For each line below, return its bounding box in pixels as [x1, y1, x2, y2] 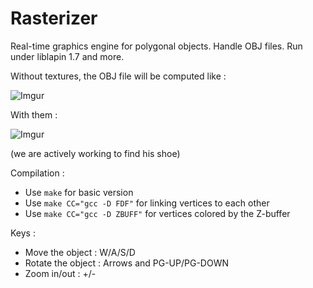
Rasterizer [10, 7, 98, 30]
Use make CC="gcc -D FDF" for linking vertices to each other [24, 197, 270, 209]
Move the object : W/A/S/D [24, 246, 136, 258]
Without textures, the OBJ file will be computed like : [10, 70, 227, 82]
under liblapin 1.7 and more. [10, 50, 125, 62]
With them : [10, 108, 58, 121]
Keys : [10, 227, 36, 239]
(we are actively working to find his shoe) [10, 147, 181, 159]
